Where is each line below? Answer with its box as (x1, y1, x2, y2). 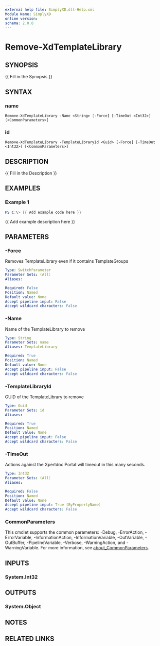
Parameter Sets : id (5, 408, 45, 413)
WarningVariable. (5, 545, 40, 551)
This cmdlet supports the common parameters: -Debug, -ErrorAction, (5, 529, 144, 535)
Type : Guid (5, 403, 27, 408)
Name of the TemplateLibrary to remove (5, 326, 85, 332)
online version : (5, 16, 38, 21)
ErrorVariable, (5, 535, 33, 541)
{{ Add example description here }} (5, 219, 75, 224)
